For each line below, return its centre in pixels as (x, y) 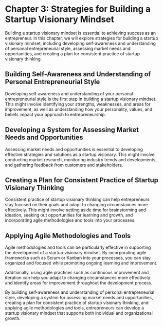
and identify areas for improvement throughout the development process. (79, 283)
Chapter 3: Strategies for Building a (78, 9)
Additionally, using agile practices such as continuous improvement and (77, 273)
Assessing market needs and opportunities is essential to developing (74, 149)
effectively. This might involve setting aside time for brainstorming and (75, 210)
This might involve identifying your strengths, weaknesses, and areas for (78, 104)
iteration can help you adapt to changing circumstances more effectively (78, 278)
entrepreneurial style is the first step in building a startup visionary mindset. (81, 99)
